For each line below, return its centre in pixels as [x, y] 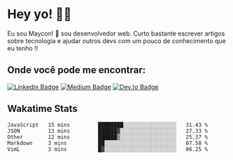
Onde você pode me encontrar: [76, 70]
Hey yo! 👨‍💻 [40, 14]
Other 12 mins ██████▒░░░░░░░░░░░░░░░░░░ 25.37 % [108, 137]
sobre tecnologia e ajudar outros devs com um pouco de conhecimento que [116, 40]
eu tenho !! [23, 48]
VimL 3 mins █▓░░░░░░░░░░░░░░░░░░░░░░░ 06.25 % [108, 149]
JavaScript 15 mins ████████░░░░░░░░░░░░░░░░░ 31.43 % [108, 125]
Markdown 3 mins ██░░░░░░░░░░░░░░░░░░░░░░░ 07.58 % [108, 143]
